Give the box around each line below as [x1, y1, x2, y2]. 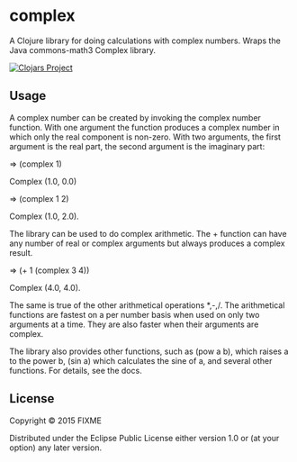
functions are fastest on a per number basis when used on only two [9, 309, 260, 320]
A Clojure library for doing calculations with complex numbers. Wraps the [9, 35, 281, 46]
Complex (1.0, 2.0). [9, 211, 79, 222]
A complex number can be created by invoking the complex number [9, 112, 261, 122]
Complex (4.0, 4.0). [9, 282, 81, 293]
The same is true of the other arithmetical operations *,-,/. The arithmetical [9, 299, 285, 311]
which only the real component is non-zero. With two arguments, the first [9, 131, 282, 142]
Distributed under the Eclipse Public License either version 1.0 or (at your [9, 432, 280, 443]
